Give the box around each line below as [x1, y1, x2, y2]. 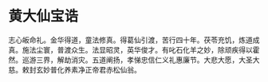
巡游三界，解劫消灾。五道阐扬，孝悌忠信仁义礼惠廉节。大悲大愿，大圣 [22, 55, 253, 64]
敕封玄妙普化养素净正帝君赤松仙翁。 [22, 64, 141, 74]
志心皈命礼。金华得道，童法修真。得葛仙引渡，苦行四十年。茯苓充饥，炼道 [8, 35, 253, 45]
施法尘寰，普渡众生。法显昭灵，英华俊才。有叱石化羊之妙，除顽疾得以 [22, 45, 253, 54]
